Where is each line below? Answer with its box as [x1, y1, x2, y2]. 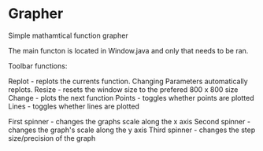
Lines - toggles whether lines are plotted [8, 101, 140, 111]
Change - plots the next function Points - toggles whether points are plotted [8, 93, 254, 102]
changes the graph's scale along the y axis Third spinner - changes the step [8, 125, 256, 134]
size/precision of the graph [8, 133, 96, 142]
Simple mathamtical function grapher [8, 31, 128, 40]
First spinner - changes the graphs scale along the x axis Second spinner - [8, 116, 250, 126]
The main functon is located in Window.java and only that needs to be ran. [8, 46, 249, 55]
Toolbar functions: [8, 61, 68, 71]
